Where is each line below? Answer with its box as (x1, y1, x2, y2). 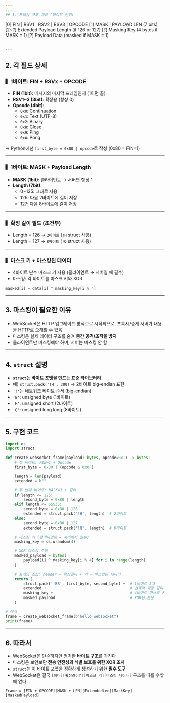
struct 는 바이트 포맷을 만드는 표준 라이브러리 (12, 375, 101, 381)
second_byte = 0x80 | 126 (23, 507, 78, 512)
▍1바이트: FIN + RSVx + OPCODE (5, 78, 87, 85)
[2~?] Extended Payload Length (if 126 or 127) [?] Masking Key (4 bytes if (5, 26, 158, 33)
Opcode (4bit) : (12, 102, 45, 109)
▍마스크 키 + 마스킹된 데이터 (5, 257, 72, 264)
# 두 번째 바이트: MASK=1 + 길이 (14, 487, 76, 493)
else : (14, 516, 26, 521)
